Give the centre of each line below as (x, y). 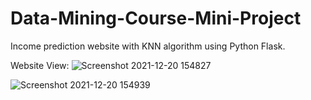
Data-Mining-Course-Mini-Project (156, 18)
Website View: (40, 65)
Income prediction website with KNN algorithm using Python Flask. (148, 46)
